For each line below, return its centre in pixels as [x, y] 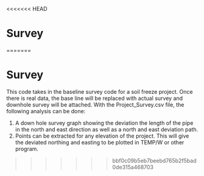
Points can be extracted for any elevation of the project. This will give [102, 136]
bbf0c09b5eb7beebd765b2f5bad [154, 160]
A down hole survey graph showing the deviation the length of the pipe [104, 123]
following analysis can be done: [46, 111]
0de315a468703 [133, 167]
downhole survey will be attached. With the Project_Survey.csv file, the [95, 104]
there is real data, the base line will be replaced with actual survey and [95, 98]
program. [26, 149]
